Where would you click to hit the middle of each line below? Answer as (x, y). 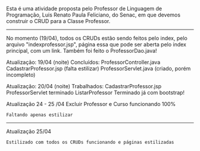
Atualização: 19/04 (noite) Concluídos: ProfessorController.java (83, 62)
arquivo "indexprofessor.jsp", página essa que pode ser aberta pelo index (96, 44)
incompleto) (21, 75)
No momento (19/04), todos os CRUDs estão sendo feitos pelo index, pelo (97, 38)
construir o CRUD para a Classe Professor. (58, 21)
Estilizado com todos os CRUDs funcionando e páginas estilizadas (90, 142)
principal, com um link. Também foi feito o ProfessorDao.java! (82, 51)
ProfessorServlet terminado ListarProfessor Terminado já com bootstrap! (96, 92)
